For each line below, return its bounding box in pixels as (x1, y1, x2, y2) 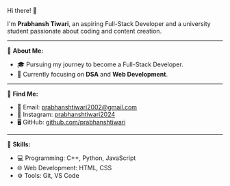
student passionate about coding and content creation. (7, 27, 162, 35)
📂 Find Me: (7, 90, 39, 98)
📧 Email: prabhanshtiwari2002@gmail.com (16, 103, 138, 111)
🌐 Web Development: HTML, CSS (16, 164, 112, 172)
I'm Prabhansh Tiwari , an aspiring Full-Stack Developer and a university (7, 20, 211, 27)
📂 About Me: (7, 46, 44, 55)
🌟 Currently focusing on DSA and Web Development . (16, 70, 168, 78)
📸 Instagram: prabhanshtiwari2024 (16, 110, 115, 118)
